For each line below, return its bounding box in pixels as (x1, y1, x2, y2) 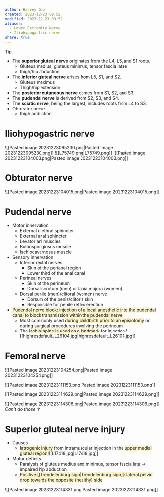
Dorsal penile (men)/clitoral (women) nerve (19, 291, 107, 297)
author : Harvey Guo (5, 7, 45, 12)
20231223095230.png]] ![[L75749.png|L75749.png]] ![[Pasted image (5, 150, 146, 156)
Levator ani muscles (19, 238, 61, 244)
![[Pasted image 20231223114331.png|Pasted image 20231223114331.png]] (5, 486, 158, 492)
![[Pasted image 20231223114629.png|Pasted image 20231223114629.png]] (5, 391, 160, 397)
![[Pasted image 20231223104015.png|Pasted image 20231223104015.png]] (5, 189, 160, 195)
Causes (12, 440, 28, 446)
